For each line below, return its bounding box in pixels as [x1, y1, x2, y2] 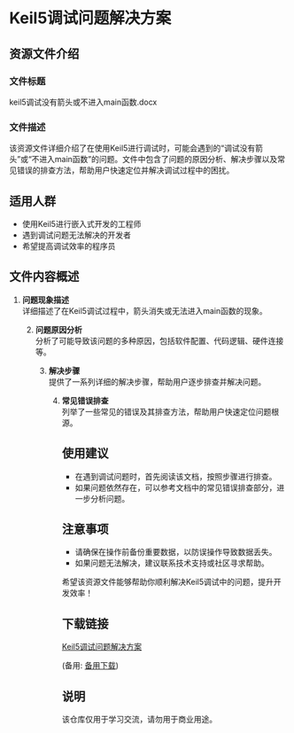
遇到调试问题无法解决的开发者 [21, 230, 131, 240]
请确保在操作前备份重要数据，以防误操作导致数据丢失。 [74, 547, 277, 558]
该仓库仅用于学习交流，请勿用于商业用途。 [61, 714, 218, 725]
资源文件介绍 [9, 46, 80, 61]
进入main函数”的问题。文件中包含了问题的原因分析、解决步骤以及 [39, 154, 278, 165]
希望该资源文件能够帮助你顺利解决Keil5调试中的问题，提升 [61, 577, 275, 588]
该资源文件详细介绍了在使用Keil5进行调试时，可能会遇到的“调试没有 [9, 143, 256, 153]
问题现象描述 [21, 294, 69, 305]
